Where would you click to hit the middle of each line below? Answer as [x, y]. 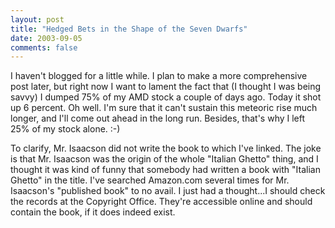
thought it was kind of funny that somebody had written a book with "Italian [165, 170]
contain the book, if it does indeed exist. [93, 212]
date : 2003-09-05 [46, 38]
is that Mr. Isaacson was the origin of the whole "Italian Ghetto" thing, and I [164, 159]
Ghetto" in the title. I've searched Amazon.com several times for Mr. [150, 180]
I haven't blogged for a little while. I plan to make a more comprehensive [159, 76]
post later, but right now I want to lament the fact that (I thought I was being [166, 87]
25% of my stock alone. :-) [65, 129]
